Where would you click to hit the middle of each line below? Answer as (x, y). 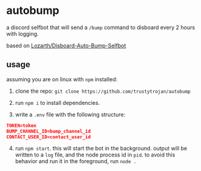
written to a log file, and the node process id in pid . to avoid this (95, 155)
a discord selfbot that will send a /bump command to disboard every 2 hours (101, 27)
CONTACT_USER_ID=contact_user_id (49, 137)
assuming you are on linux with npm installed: (62, 79)
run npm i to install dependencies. (57, 102)
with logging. (22, 33)
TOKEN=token (21, 126)
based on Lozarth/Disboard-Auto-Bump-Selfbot (66, 45)
